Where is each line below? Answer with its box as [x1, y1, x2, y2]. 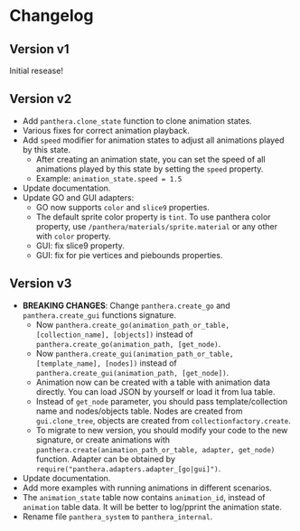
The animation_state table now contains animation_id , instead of [22, 491, 266, 502]
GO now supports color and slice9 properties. [35, 201, 211, 212]
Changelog [9, 5, 94, 26]
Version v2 [9, 91, 72, 107]
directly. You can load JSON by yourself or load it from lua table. [35, 386, 276, 397]
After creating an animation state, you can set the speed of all [35, 154, 266, 164]
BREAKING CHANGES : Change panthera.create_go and [22, 300, 230, 311]
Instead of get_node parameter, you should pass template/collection [35, 396, 288, 406]
